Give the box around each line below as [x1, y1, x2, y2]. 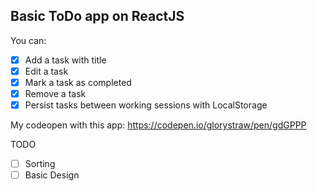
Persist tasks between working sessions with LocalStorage [24, 99, 268, 111]
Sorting [24, 158, 56, 170]
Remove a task [24, 88, 87, 99]
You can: [10, 34, 47, 46]
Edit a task [24, 65, 69, 77]
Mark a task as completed [24, 76, 132, 88]
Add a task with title [24, 54, 107, 66]
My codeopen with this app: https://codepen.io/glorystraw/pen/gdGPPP [10, 119, 307, 131]
